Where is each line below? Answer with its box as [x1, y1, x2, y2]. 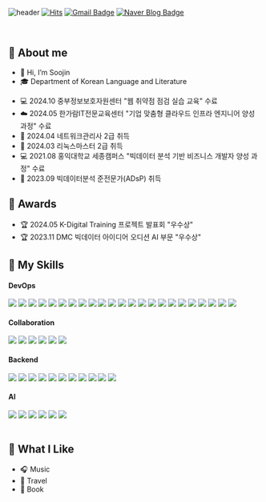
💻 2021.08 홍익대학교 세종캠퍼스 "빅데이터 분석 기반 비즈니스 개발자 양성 [19, 151, 250, 160]
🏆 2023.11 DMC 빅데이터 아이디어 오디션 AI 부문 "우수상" [19, 232, 202, 242]
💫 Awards [8, 197, 58, 211]
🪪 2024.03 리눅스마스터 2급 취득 [19, 141, 123, 151]
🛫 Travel [19, 476, 48, 485]
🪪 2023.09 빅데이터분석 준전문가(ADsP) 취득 [19, 173, 162, 183]
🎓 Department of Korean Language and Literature [19, 76, 187, 86]
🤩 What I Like [8, 443, 75, 456]
